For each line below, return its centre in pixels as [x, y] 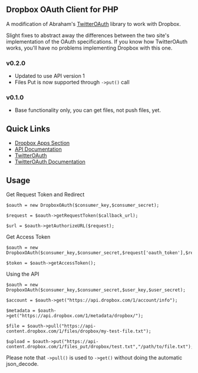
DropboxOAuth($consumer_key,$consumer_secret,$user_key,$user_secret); [96, 290]
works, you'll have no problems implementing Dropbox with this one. [89, 48]
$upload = [18, 342]
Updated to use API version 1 [50, 76]
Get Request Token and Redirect [45, 194]
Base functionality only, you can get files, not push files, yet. [88, 110]
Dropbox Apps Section [42, 143]
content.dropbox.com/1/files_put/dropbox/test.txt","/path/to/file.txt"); [100, 347]
